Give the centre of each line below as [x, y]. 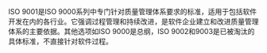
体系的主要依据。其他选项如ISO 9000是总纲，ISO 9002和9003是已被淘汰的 [132, 31]
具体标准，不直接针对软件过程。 [60, 41]
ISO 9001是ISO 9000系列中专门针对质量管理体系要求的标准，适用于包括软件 [132, 11]
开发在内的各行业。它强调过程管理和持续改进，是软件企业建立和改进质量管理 [133, 21]
